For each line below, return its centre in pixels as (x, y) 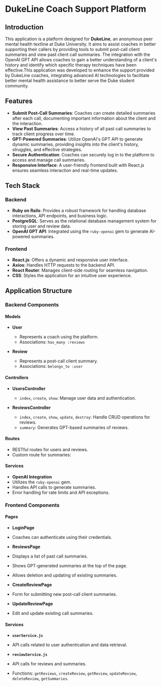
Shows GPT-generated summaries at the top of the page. (70, 566)
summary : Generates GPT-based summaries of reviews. (74, 427)
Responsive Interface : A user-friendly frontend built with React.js (78, 165)
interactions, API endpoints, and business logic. (60, 216)
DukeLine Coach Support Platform (76, 9)
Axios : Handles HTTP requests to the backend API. (64, 265)
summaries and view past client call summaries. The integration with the (78, 54)
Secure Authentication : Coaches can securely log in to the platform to (83, 154)
